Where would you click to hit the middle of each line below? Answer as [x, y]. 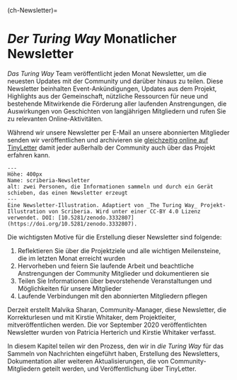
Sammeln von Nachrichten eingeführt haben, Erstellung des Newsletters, [114, 353]
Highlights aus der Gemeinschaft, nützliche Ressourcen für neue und [108, 96]
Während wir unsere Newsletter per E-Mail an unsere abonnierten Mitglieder [118, 132]
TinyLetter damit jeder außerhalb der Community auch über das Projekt [111, 147]
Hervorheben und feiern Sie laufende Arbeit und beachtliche [106, 266]
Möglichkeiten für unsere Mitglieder [70, 288]
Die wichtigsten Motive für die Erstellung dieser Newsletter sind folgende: [115, 237]
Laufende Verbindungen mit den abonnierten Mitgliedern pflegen [112, 296]
